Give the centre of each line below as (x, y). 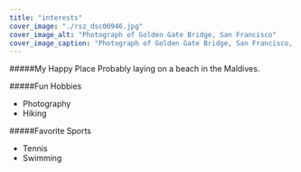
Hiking (34, 113)
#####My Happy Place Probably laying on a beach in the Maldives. (135, 69)
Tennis (35, 148)
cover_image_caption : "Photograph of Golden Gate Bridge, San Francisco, (151, 43)
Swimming (42, 158)
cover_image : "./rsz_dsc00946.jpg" (76, 26)
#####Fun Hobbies (46, 86)
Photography (47, 104)
